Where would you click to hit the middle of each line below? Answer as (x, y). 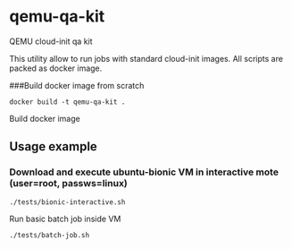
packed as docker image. (56, 68)
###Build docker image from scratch (77, 85)
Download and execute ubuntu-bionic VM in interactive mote (144, 172)
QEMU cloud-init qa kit (51, 41)
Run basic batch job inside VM (65, 219)
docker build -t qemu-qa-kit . (67, 102)
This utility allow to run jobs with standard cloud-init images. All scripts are (146, 58)
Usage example (54, 146)
